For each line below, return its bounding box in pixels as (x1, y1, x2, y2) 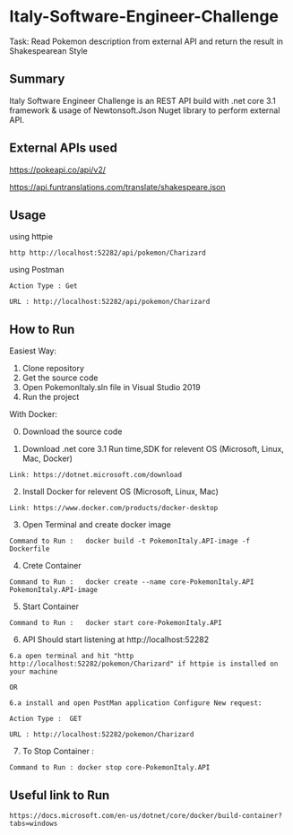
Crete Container (22, 561, 82, 571)
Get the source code (22, 372, 99, 383)
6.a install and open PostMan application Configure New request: (9, 699, 263, 708)
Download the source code (22, 426, 123, 437)
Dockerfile (9, 544, 50, 553)
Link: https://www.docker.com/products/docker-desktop (9, 504, 219, 513)
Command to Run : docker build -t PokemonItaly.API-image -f (9, 536, 251, 546)
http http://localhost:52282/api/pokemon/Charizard (9, 248, 206, 257)
